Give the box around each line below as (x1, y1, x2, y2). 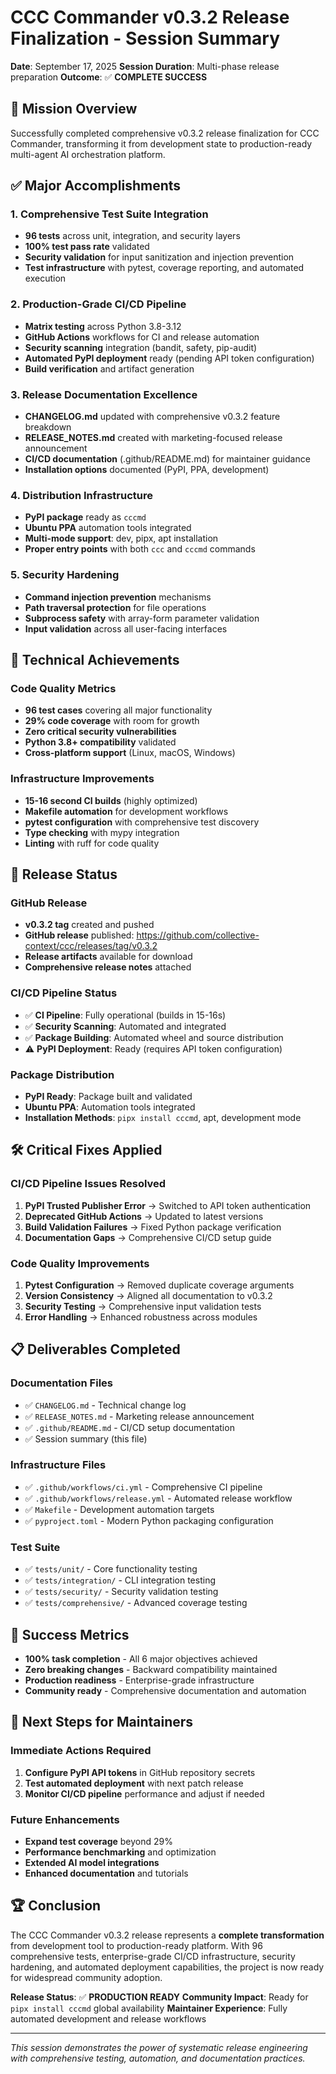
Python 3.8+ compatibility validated (24, 736, 177, 748)
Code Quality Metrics (10, 681, 117, 695)
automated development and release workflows (10, 2012, 207, 2025)
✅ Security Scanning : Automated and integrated (24, 1020, 227, 1032)
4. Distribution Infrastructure (10, 488, 153, 502)
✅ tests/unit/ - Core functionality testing (24, 1563, 198, 1575)
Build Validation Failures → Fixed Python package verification (24, 1221, 282, 1233)
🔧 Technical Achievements (10, 652, 180, 669)
